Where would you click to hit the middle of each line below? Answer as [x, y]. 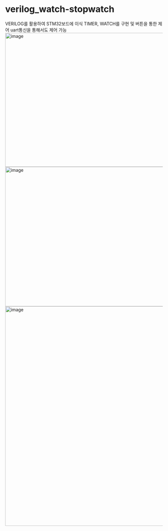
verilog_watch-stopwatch [60, 9]
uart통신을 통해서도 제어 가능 [38, 30]
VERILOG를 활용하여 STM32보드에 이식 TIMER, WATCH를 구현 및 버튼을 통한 [81, 23]
